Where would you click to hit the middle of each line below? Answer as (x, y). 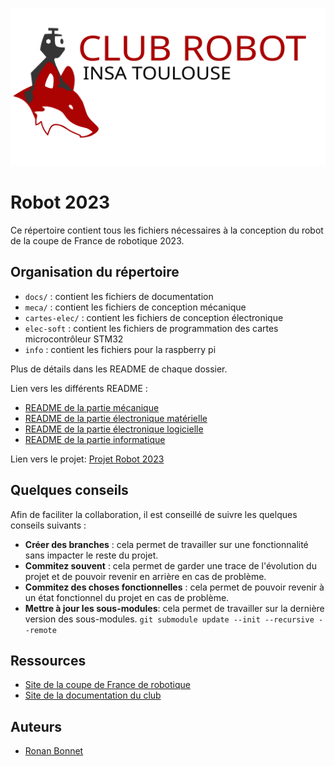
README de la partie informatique (95, 439)
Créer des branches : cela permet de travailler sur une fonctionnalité (166, 544)
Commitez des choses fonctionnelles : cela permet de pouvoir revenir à (174, 587)
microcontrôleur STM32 (74, 339)
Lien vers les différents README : (79, 388)
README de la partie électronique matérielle (116, 418)
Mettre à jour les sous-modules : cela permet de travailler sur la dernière (174, 608)
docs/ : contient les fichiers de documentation (119, 296)
